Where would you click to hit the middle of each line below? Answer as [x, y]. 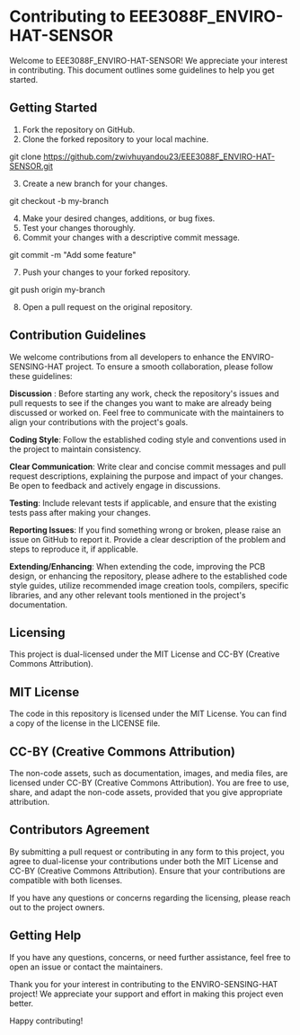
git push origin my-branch [57, 289]
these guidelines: [41, 376]
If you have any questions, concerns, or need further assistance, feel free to [150, 957]
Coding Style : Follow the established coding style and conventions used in [148, 439]
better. [22, 1003]
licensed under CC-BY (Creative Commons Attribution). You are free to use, [149, 783]
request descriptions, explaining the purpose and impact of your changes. [146, 476]
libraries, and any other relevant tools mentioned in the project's [128, 595]
